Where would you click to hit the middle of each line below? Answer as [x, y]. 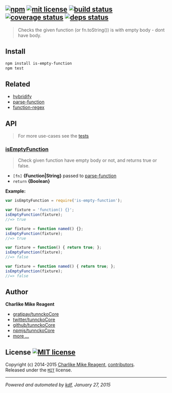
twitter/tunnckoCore [34, 320]
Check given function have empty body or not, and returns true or [87, 160]
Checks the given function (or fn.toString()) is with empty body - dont [91, 30]
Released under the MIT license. [39, 370]
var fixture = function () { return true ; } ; [53, 248]
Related [18, 84]
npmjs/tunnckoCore [34, 331]
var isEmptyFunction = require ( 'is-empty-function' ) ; [64, 201]
